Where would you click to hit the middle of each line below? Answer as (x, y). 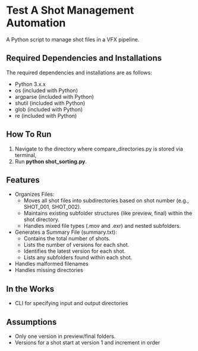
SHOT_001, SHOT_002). (52, 207)
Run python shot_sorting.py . (51, 161)
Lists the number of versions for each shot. (76, 245)
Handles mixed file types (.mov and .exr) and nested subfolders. (102, 226)
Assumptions (32, 322)
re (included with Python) (46, 115)
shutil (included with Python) (50, 103)
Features (23, 180)
